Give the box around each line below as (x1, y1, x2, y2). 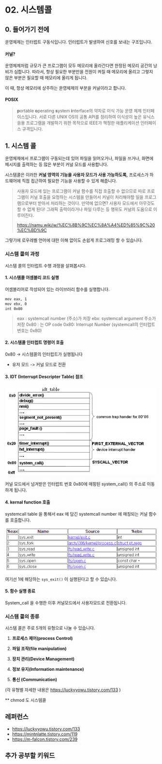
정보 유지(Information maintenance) (12, 666, 84, 672)
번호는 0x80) (16, 327, 42, 333)
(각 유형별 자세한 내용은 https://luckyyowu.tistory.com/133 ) (5, 687, 121, 693)
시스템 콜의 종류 (5, 613, 40, 620)
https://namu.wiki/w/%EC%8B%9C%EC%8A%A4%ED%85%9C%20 (16, 222, 155, 228)
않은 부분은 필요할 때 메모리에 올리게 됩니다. (5, 75, 88, 81)
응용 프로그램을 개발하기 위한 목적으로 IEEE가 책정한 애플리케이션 (16, 120, 140, 126)
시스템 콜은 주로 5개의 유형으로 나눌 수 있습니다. (5, 625, 95, 631)
